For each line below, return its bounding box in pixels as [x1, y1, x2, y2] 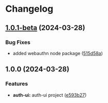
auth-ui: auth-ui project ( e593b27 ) [12, 92, 87, 98]
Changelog [5, 3, 53, 15]
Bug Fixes [5, 39, 31, 46]
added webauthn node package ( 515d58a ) [12, 50, 103, 56]
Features [5, 80, 28, 87]
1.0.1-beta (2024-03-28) [5, 23, 85, 32]
